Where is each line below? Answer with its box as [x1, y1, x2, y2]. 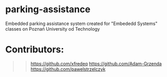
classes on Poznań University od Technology [5, 25, 100, 32]
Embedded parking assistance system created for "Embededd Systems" [5, 20, 158, 27]
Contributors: [5, 44, 64, 56]
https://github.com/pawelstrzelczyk [30, 66, 106, 72]
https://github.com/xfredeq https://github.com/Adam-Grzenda [30, 60, 162, 67]
